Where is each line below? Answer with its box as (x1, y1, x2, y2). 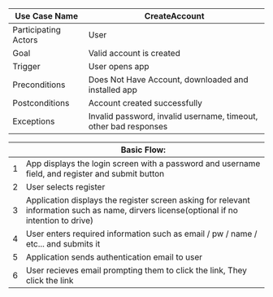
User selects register (25, 181, 106, 192)
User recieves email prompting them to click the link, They (25, 264, 248, 276)
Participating (12, 24, 61, 35)
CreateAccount (144, 11, 205, 21)
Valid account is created (88, 48, 180, 59)
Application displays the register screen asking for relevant (25, 194, 250, 206)
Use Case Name (15, 11, 79, 21)
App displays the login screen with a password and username (25, 158, 261, 169)
